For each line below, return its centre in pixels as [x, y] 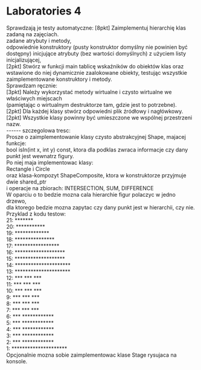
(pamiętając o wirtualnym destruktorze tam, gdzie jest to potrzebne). [91, 104]
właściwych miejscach [34, 98]
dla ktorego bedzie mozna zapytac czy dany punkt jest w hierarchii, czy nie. [101, 207]
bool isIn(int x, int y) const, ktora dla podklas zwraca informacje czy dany [97, 150]
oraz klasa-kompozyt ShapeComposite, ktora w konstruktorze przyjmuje [96, 175]
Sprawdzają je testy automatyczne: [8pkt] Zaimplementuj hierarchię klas [96, 28]
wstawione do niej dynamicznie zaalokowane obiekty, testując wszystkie [97, 72]
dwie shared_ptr [27, 182]
